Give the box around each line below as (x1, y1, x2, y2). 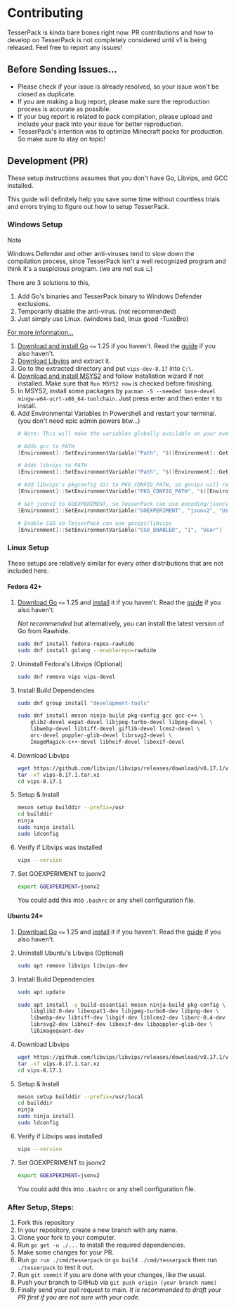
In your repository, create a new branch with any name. (17, 1226, 178, 1234)
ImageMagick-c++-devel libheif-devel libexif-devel (30, 738, 185, 745)
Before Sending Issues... (7, 63, 118, 75)
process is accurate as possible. (17, 104, 111, 113)
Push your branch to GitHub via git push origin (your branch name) (17, 1278, 218, 1286)
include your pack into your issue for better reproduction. (17, 120, 184, 128)
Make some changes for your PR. (17, 1247, 114, 1257)
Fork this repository (17, 1218, 74, 1226)
